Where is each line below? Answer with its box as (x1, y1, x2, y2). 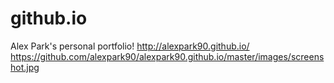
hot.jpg (10, 61, 40, 73)
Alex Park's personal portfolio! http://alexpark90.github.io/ (10, 40, 250, 52)
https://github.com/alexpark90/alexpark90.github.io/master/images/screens (10, 50, 325, 62)
